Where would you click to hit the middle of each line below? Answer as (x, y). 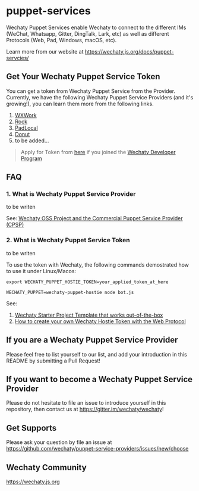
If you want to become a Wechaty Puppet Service (99, 379)
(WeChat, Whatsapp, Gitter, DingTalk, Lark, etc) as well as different (88, 33)
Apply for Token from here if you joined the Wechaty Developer (98, 152)
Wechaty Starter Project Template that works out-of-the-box (89, 315)
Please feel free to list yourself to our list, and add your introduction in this (97, 354)
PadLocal (26, 128)
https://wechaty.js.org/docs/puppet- (129, 51)
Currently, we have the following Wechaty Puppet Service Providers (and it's (100, 97)
